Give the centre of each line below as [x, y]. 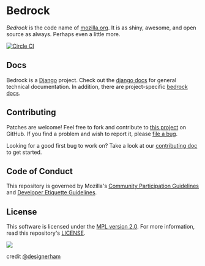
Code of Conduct [40, 171]
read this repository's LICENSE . [46, 233]
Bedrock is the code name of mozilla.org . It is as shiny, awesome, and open [102, 28]
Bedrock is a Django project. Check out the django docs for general [91, 80]
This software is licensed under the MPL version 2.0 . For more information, [100, 227]
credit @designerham [34, 256]
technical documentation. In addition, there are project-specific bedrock [97, 86]
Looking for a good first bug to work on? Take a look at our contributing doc [102, 145]
